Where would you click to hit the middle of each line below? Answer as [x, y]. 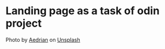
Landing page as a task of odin [83, 11]
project [24, 23]
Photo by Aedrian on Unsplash [43, 40]
